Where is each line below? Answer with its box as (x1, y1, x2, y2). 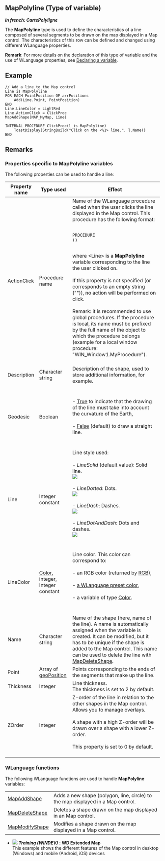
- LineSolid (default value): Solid (72, 461, 147, 468)
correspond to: (72, 557, 107, 564)
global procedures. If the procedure (72, 314, 155, 321)
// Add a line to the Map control (5, 84, 76, 89)
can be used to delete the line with (72, 651, 152, 658)
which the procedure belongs (72, 333, 140, 339)
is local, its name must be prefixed (72, 320, 151, 327)
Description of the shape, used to (72, 365, 149, 372)
